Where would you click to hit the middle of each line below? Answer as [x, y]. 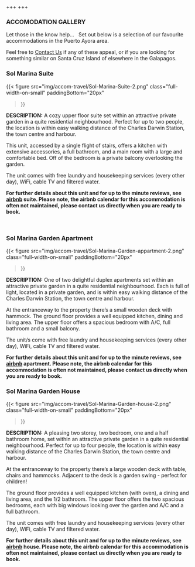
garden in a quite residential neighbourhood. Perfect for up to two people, [95, 121]
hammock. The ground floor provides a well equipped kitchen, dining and [95, 316]
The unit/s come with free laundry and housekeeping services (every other [96, 340]
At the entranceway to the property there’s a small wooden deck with [89, 310]
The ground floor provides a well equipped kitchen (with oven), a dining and [97, 493]
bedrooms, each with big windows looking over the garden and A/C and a [95, 505]
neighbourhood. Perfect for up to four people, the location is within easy [93, 445]
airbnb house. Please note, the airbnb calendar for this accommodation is [97, 547]
